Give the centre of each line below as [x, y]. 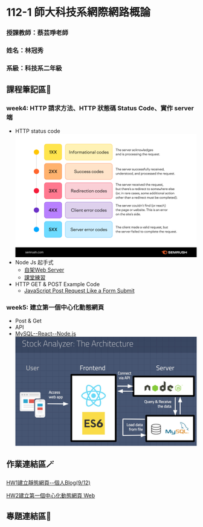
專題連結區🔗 [29, 516]
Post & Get [28, 321]
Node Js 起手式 [34, 263]
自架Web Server [44, 270]
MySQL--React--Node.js [46, 334]
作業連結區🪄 [30, 465]
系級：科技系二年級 [34, 68]
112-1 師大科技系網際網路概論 [79, 12]
